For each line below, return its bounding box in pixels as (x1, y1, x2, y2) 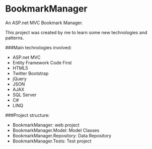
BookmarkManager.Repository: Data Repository (12, 132, 112, 138)
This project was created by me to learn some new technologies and (5, 29, 147, 35)
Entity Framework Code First (12, 59, 72, 65)
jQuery (12, 76, 27, 82)
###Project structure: (5, 112, 50, 118)
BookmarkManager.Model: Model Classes (12, 127, 100, 133)
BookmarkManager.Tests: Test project (12, 138, 92, 144)
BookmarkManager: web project (12, 122, 80, 128)
